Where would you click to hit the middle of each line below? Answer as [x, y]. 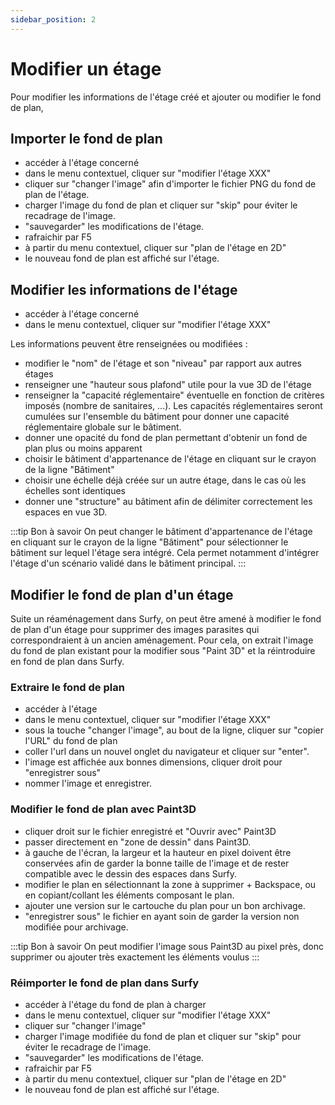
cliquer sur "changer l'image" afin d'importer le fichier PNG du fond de [170, 184]
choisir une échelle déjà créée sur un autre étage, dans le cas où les [165, 480]
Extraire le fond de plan [67, 687]
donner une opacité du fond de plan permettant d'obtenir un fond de [166, 438]
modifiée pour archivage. [76, 927]
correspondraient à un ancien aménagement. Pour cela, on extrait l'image [162, 640]
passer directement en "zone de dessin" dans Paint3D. [138, 842]
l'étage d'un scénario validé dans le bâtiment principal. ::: [128, 563]
